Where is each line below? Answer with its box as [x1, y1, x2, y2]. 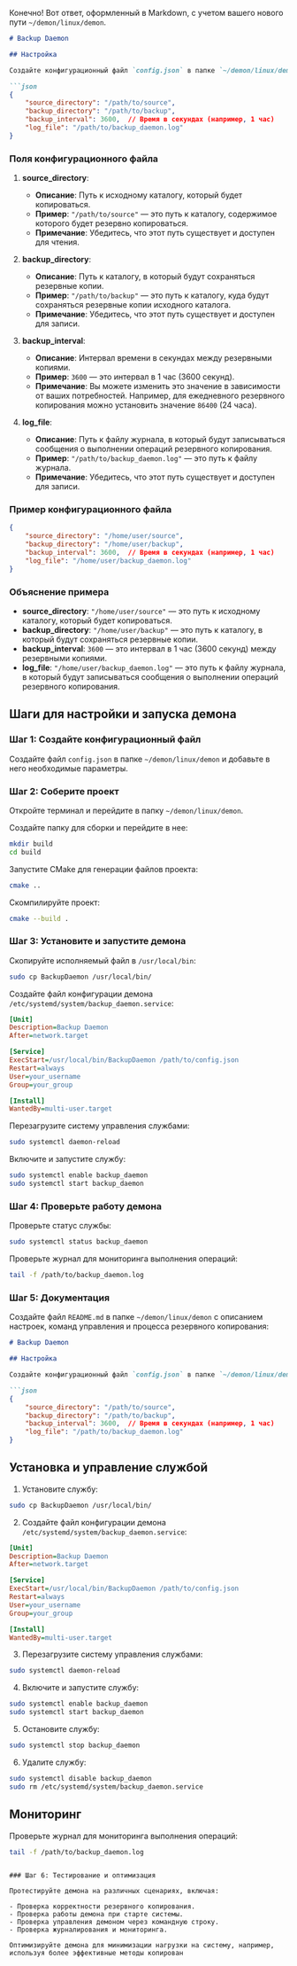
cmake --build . [9, 914, 69, 923]
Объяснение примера [9, 585, 110, 597]
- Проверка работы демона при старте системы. [9, 1910, 184, 1919]
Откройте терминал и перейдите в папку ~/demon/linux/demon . [9, 805, 244, 815]
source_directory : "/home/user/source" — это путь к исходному [21, 605, 261, 616]
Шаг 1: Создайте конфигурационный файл [9, 733, 202, 745]
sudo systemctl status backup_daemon [9, 1237, 148, 1246]
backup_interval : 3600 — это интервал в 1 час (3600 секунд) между [21, 643, 277, 654]
